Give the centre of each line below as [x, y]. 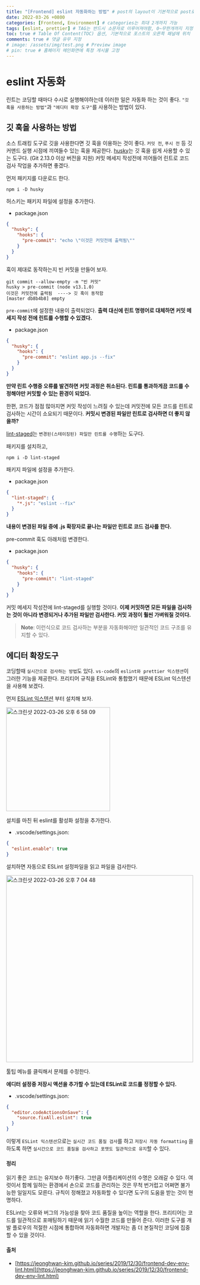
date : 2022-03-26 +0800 [36, 17]
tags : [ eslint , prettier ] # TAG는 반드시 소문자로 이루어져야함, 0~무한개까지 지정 [100, 28]
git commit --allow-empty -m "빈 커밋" [54, 282]
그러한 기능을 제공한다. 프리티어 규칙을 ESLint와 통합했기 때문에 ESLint [88, 679]
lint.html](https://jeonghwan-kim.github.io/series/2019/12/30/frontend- [101, 1270]
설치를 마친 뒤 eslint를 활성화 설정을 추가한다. [59, 821]
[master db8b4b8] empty [36, 299]
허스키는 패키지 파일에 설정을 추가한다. [51, 201]
